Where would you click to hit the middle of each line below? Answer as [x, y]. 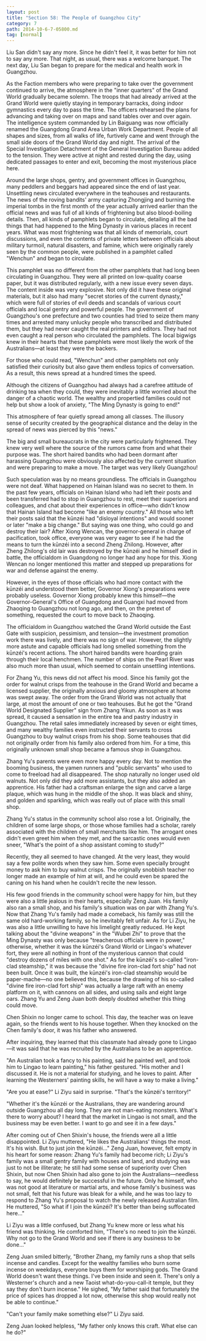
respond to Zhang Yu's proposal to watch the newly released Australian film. [103, 1200]
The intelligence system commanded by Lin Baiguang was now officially [97, 123]
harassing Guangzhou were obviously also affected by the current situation [101, 461]
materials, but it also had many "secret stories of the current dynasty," [95, 296]
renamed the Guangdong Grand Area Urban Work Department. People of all [102, 129]
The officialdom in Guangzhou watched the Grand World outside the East [99, 627]
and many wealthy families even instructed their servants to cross [90, 730]
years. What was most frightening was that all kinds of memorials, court [97, 232]
